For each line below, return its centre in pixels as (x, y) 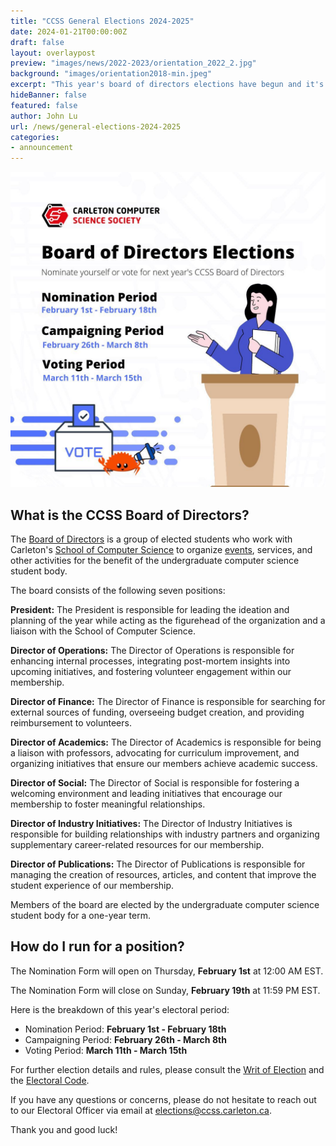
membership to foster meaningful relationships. (108, 804)
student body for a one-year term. (80, 915)
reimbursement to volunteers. (71, 722)
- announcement (42, 148)
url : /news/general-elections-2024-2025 (96, 126)
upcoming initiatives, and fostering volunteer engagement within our (151, 671)
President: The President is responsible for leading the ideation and (150, 609)
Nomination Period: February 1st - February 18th (125, 1029)
